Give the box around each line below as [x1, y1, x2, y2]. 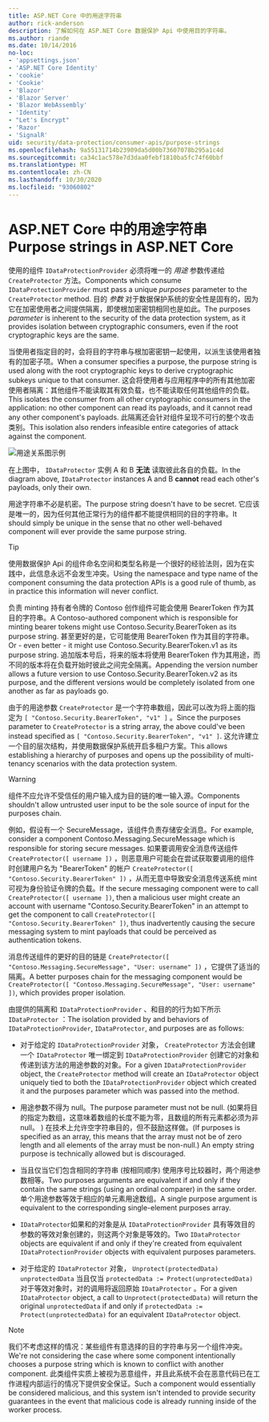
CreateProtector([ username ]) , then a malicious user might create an [8, 892, 240, 902]
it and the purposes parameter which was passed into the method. [19, 1086, 240, 1096]
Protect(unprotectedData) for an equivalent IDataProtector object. [19, 1309, 241, 1319]
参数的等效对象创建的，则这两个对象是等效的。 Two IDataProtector [19, 1229, 241, 1239]
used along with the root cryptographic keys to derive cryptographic [8, 366, 234, 375]
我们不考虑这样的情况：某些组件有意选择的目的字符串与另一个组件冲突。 [8, 1341, 247, 1351]
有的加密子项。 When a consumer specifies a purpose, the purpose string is [8, 356, 258, 366]
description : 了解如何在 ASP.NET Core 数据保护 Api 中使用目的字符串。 [8, 26, 231, 34]
